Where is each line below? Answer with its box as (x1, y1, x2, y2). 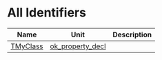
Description (112, 30, 152, 39)
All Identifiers (7, 5, 86, 21)
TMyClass (10, 41, 43, 51)
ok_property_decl (50, 41, 106, 51)
